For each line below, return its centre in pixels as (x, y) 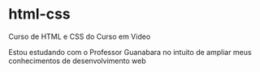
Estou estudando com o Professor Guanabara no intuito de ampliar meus (130, 52)
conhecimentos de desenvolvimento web (77, 61)
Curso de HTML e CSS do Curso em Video (80, 36)
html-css (39, 14)
